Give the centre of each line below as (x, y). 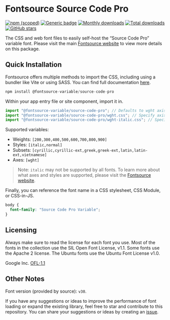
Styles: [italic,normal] (37, 145)
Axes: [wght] (26, 160)
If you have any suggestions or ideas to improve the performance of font (81, 301)
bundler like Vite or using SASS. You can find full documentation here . (78, 82)
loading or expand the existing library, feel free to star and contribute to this (84, 306)
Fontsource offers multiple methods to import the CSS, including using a (80, 77)
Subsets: (22, 150)
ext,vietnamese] (30, 155)
